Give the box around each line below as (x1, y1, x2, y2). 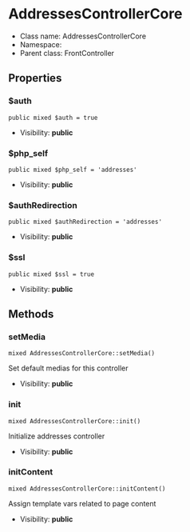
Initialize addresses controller (8, 431, 105, 441)
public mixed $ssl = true (8, 270, 94, 278)
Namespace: (19, 39, 62, 49)
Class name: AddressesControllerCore (19, 31, 146, 41)
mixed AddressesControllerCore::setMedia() (8, 350, 156, 358)
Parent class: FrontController (19, 48, 114, 58)
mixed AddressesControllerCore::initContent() (8, 485, 166, 493)
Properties (8, 71, 62, 85)
